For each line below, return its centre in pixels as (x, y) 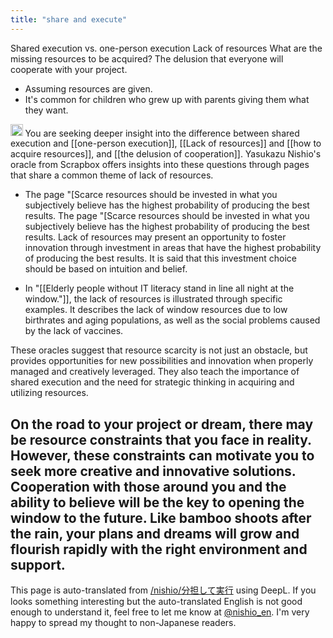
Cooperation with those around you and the (148, 486)
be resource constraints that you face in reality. (161, 439)
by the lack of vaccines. (74, 331)
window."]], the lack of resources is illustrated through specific (153, 299)
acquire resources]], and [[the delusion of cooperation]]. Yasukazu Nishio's (166, 154)
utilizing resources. (49, 393)
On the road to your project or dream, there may (162, 424)
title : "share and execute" (69, 19)
